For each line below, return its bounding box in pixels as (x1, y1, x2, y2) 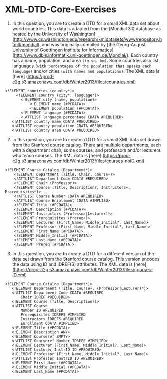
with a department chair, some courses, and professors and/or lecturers (12, 147, 161, 153)
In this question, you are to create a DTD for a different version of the (12, 250, 155, 256)
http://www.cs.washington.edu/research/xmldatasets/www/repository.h (14, 36, 162, 42)
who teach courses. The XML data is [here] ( (12, 152, 105, 158)
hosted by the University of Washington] (12, 31, 96, 37)
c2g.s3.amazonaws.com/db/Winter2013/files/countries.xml (12, 79, 135, 85)
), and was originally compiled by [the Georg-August (38, 41, 146, 47)
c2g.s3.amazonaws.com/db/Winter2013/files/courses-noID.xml (12, 158, 143, 164)
